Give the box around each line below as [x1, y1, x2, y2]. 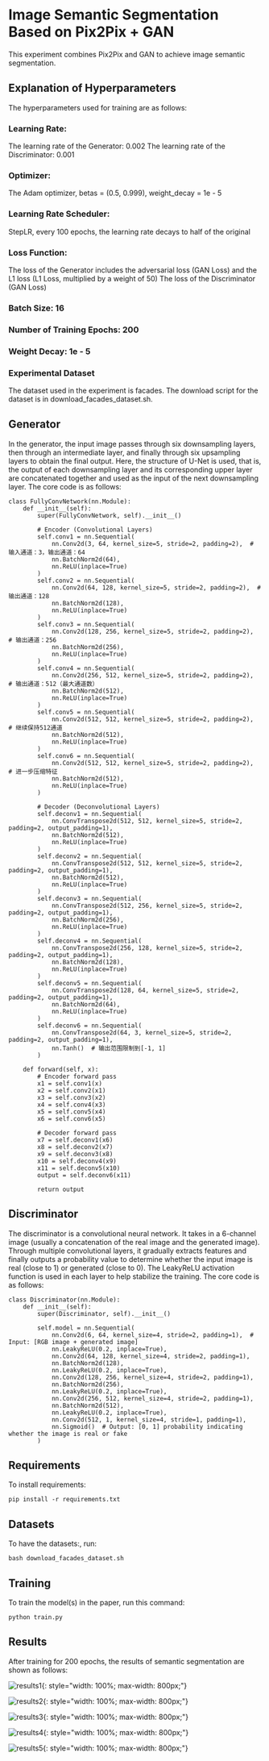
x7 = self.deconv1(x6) [37, 1135, 114, 1144]
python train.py [8, 1613, 63, 1622]
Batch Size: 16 [8, 302, 64, 314]
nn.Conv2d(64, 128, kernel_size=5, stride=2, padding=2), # [51, 583, 262, 592]
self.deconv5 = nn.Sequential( [37, 979, 143, 987]
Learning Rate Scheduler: [8, 208, 110, 219]
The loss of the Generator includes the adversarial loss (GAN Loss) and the [8, 264, 258, 275]
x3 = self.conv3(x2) [37, 1093, 106, 1101]
